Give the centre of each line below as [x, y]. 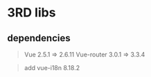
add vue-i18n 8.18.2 [52, 68]
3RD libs [32, 13]
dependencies [39, 38]
